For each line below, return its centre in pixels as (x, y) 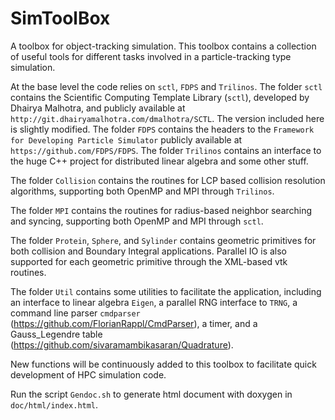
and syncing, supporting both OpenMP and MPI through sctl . (137, 221)
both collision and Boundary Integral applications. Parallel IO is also (149, 251)
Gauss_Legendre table (56, 334)
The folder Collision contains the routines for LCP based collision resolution (168, 180)
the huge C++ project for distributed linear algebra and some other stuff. (159, 161)
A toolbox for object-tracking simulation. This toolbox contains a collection (163, 46)
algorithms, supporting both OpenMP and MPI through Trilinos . (142, 191)
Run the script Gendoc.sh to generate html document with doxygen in (151, 394)
